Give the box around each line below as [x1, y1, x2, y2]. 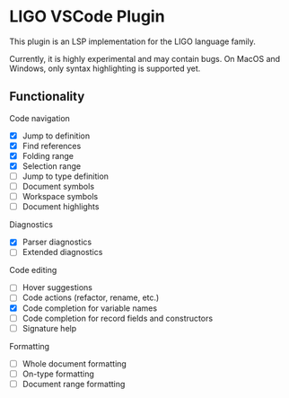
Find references [22, 140, 82, 151]
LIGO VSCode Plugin [9, 6, 165, 27]
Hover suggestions [22, 282, 92, 293]
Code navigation [9, 112, 70, 123]
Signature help [22, 323, 77, 333]
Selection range [22, 160, 82, 172]
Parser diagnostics [22, 236, 92, 248]
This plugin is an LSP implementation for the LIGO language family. [9, 36, 256, 47]
